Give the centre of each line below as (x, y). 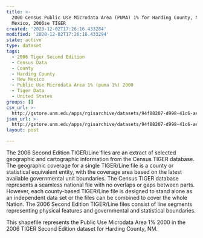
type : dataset (24, 46)
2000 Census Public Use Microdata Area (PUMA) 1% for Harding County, (102, 18)
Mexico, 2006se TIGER (39, 23)
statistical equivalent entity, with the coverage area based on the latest (94, 172)
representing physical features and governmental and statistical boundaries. (101, 210)
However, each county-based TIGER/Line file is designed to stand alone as (99, 191)
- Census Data (29, 62)
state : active (24, 40)
